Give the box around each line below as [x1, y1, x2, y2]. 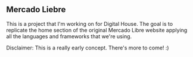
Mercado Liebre [6, 5, 66, 15]
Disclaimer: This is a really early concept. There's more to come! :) [6, 44, 169, 51]
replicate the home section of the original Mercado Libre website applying [6, 26, 188, 33]
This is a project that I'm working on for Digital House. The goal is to [6, 20, 173, 27]
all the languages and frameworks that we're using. [6, 32, 132, 40]
